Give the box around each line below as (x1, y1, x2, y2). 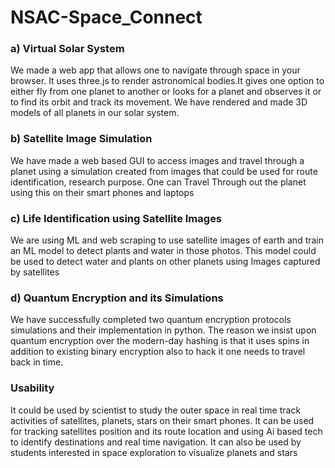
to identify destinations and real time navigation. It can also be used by (10, 436, 302, 448)
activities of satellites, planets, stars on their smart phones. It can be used (10, 414, 315, 426)
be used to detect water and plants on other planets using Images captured (10, 256, 321, 268)
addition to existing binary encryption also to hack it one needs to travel (10, 346, 306, 358)
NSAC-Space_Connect (10, 6, 203, 29)
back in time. (10, 356, 64, 368)
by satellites (10, 266, 60, 278)
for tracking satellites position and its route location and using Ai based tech (10, 425, 323, 437)
